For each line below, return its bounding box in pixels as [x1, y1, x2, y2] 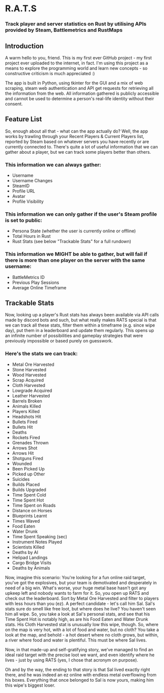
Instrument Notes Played [12, 539, 62, 545]
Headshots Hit [12, 414, 42, 419]
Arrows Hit [12, 450, 34, 456]
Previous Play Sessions [12, 279, 60, 285]
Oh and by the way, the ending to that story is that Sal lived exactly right [5, 666, 150, 672]
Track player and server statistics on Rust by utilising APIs [5, 21, 147, 28]
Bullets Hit [12, 424, 33, 430]
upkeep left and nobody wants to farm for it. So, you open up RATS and [5, 590, 149, 596]
